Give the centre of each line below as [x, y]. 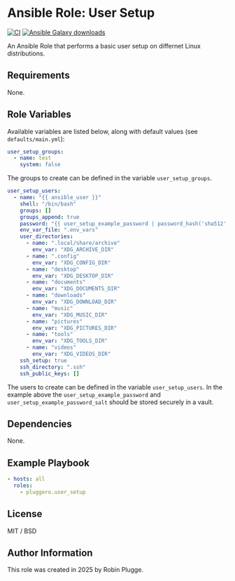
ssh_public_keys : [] [50, 373]
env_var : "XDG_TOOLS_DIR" [70, 341]
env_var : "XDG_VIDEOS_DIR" [72, 354]
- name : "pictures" [54, 321]
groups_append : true [50, 217]
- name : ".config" [52, 256]
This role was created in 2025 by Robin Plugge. [76, 570]
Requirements [38, 75]
